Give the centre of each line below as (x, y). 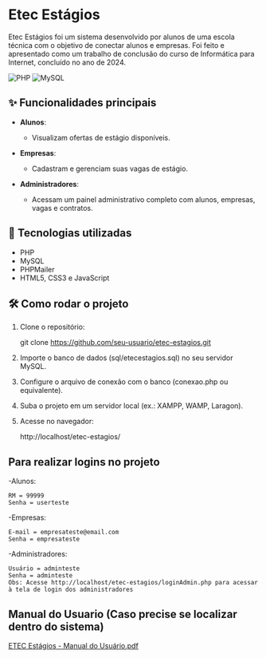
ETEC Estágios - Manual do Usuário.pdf (74, 646)
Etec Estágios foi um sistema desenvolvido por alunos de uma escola (121, 37)
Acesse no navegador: (57, 422)
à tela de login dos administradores (71, 590)
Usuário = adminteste (44, 569)
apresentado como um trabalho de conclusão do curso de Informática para (131, 54)
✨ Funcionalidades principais (82, 103)
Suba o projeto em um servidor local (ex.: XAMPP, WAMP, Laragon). (131, 406)
